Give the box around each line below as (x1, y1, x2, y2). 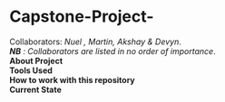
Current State (9, 84, 62, 95)
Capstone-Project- (9, 6, 154, 27)
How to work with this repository (9, 74, 135, 85)
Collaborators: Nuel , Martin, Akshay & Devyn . (9, 36, 181, 47)
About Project (9, 55, 64, 66)
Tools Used (9, 65, 53, 76)
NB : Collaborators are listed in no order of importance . (9, 45, 216, 56)
